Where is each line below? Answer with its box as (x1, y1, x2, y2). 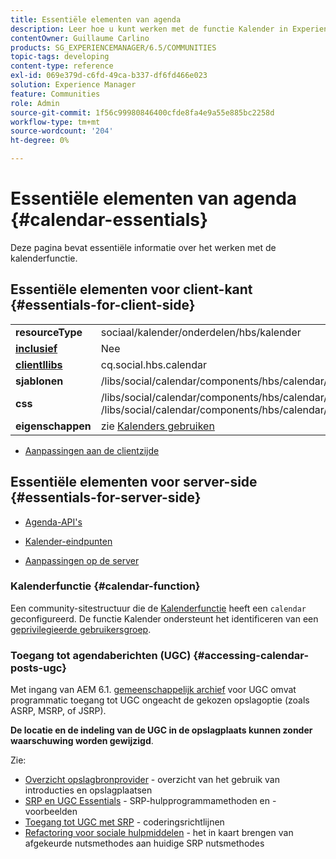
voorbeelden (24, 806, 78, 818)
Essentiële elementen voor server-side (10, 474, 258, 491)
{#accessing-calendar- (193, 648, 310, 662)
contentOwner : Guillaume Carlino (10, 33, 150, 43)
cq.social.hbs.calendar (100, 357, 207, 371)
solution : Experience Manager (10, 80, 137, 90)
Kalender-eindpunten (24, 535, 113, 547)
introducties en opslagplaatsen (24, 784, 153, 796)
